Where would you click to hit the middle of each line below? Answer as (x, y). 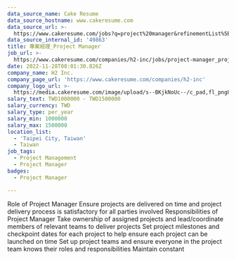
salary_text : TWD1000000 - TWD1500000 (64, 99)
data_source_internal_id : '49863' (58, 40)
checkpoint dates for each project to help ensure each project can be (108, 234)
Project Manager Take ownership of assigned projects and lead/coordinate (115, 218)
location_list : (29, 132)
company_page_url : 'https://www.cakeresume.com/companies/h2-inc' (106, 79)
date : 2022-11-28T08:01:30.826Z (54, 66)
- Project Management (45, 158)
